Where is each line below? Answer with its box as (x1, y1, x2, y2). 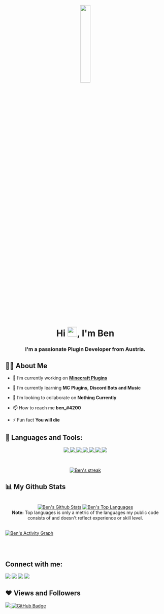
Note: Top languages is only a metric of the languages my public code (12, 509, 159, 515)
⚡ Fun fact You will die (12, 416, 60, 423)
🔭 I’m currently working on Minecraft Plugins (12, 375, 108, 381)
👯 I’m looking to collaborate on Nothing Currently (12, 394, 117, 401)
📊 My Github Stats (5, 482, 66, 491)
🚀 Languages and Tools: (5, 433, 83, 442)
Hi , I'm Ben (56, 328, 115, 339)
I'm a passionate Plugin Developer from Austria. (25, 346, 146, 353)
